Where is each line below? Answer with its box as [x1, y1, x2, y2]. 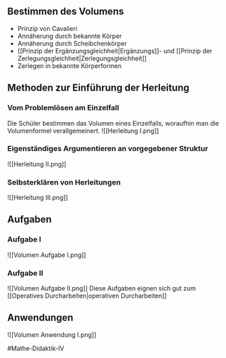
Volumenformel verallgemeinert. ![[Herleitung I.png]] [7, 126, 159, 135]
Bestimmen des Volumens [7, 6, 124, 18]
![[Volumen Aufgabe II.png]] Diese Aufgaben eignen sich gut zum [7, 284, 197, 293]
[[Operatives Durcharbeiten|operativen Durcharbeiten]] [7, 291, 167, 300]
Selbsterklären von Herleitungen [7, 177, 121, 187]
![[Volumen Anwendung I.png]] [7, 330, 97, 339]
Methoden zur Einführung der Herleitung [7, 82, 190, 94]
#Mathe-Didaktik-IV [7, 344, 65, 352]
